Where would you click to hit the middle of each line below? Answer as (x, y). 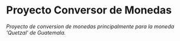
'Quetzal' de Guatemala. (36, 32)
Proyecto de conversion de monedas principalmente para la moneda (90, 26)
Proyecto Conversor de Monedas (89, 10)
